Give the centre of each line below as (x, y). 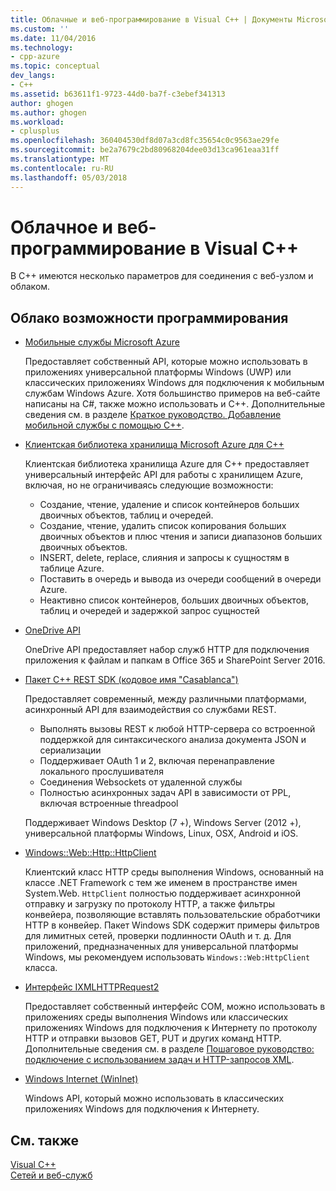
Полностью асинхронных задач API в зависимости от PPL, (165, 793)
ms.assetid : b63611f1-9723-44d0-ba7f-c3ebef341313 (118, 94)
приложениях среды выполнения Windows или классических (156, 1017)
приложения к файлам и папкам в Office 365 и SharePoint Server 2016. (175, 660)
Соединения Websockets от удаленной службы (141, 782)
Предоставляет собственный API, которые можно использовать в (166, 362)
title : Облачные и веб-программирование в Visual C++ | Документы (151, 19)
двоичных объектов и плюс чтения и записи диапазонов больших (181, 537)
